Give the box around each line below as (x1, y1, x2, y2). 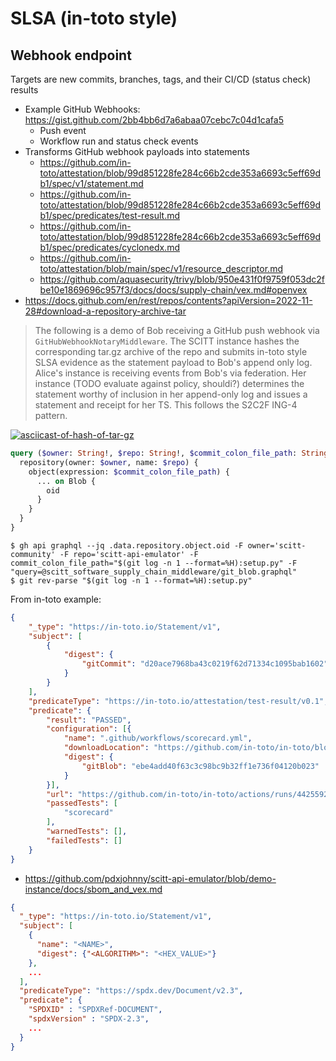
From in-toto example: (10, 593, 102, 605)
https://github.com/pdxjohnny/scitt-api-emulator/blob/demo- (24, 872, 277, 884)
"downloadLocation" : (63, 743, 150, 753)
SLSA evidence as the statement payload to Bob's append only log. (34, 357, 313, 368)
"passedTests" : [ (46, 798, 118, 809)
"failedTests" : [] (46, 835, 123, 846)
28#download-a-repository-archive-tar (24, 305, 187, 317)
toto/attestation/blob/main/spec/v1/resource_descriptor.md (39, 263, 283, 274)
